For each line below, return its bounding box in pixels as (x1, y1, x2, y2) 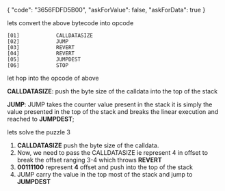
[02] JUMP (7, 38, 69, 45)
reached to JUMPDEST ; (7, 115, 75, 123)
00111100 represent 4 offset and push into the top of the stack (16, 163, 194, 171)
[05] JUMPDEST (7, 56, 81, 63)
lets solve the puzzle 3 (7, 128, 70, 136)
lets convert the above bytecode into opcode (7, 19, 134, 27)
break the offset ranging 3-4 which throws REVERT (16, 156, 162, 164)
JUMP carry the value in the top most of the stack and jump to (16, 171, 193, 178)
